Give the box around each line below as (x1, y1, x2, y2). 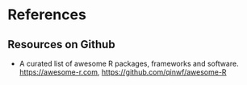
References (7, 6, 86, 24)
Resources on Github (7, 38, 115, 51)
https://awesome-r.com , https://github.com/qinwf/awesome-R (19, 67, 227, 77)
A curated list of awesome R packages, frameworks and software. (19, 59, 239, 68)
